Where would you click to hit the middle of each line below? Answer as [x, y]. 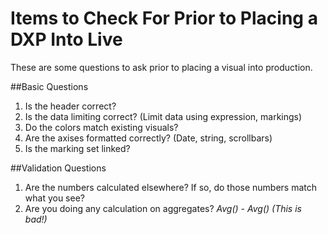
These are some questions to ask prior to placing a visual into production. [161, 67]
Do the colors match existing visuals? [101, 127]
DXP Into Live [66, 39]
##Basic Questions [49, 86]
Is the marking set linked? [77, 148]
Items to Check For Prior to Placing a [164, 18]
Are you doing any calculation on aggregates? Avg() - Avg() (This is [163, 208]
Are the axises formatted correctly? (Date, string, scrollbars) [148, 138]
